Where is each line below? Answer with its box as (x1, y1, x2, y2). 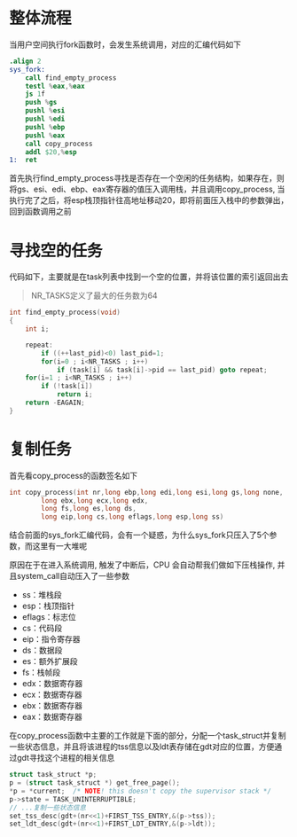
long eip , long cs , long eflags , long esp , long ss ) (41, 512, 224, 521)
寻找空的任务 (9, 240, 104, 261)
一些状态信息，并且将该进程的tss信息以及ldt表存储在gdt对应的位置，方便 (9, 741, 275, 752)
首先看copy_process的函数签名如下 (9, 470, 138, 481)
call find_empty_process (25, 73, 117, 82)
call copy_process (25, 139, 93, 148)
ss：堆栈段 (21, 590, 62, 600)
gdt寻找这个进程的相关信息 (16, 753, 115, 763)
